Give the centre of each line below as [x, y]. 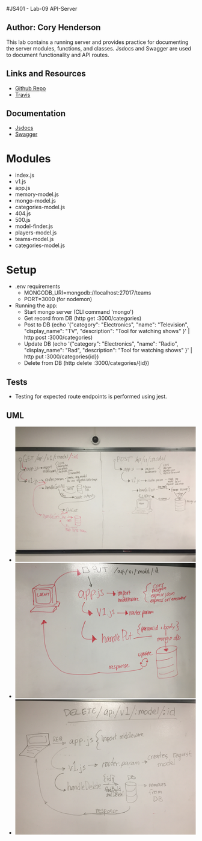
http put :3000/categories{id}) [61, 356]
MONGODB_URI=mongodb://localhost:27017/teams [87, 293]
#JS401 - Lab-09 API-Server [42, 9]
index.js [25, 175]
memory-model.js [37, 194]
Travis [23, 94]
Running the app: [36, 305]
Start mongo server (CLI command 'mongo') [79, 312]
